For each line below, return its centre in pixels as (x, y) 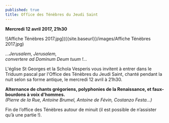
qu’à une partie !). (23, 115)
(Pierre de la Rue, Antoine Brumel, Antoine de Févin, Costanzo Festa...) (79, 100)
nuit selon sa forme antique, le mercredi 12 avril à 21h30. (64, 79)
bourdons (16, 94)
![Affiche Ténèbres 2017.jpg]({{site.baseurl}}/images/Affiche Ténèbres (78, 39)
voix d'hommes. (48, 94)
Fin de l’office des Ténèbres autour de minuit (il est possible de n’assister (81, 109)
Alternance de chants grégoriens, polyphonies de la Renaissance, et (78, 89)
